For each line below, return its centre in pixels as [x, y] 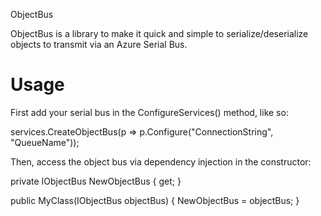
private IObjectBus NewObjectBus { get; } [96, 181]
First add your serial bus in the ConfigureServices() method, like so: [149, 112]
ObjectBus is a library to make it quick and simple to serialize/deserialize [159, 33]
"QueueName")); [45, 142]
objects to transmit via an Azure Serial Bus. [99, 44]
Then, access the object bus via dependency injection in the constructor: [161, 161]
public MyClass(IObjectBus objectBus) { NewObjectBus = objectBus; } [155, 200]
